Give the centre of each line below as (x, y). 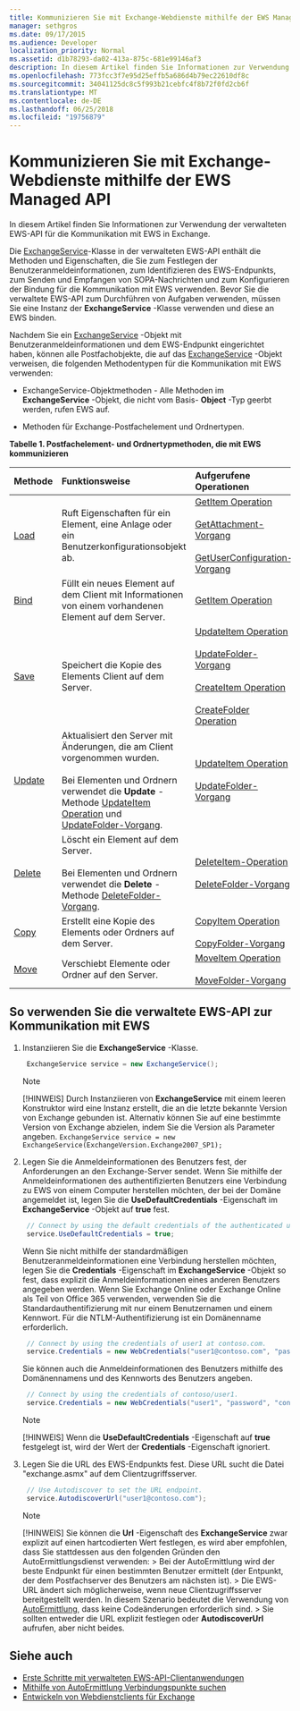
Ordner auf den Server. (110, 975)
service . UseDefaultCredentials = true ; (100, 1234)
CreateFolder (222, 710)
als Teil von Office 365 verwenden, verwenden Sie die (121, 1299)
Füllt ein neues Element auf (118, 584)
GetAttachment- (230, 524)
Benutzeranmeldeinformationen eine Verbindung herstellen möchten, (149, 1260)
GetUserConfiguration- (244, 558)
